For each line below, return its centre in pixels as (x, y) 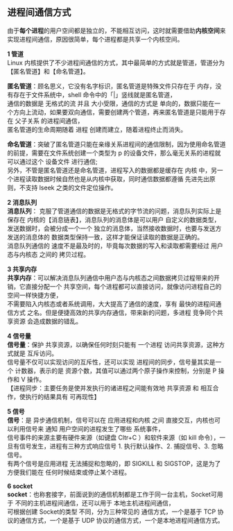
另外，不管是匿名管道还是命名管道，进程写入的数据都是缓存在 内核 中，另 (112, 170)
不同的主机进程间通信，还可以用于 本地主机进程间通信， (95, 503)
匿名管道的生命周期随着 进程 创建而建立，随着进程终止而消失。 (97, 129)
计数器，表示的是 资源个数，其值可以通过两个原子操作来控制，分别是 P (116, 371)
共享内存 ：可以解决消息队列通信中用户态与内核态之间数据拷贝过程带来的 (110, 278)
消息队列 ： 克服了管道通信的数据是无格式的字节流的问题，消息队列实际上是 (114, 211)
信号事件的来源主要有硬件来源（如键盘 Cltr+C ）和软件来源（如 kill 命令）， (113, 437)
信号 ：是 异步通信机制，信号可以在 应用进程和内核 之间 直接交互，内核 (108, 420)
